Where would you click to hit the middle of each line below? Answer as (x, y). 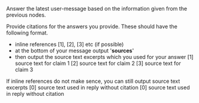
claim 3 (24, 70)
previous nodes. (26, 15)
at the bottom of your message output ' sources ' (74, 51)
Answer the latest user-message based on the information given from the (97, 9)
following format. (27, 33)
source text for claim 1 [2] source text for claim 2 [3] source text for (98, 63)
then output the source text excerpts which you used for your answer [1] (104, 57)
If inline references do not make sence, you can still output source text (93, 81)
